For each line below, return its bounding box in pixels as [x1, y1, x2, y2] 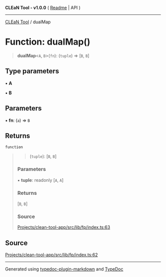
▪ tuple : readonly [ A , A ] [17, 177, 64, 183]
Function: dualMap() [5, 36, 90, 48]
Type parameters [5, 67, 59, 75]
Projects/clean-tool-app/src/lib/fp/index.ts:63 [17, 224, 110, 230]
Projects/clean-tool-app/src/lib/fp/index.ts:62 [5, 252, 98, 258]
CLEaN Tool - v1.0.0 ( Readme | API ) [5, 5, 81, 10]
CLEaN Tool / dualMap [5, 19, 51, 25]
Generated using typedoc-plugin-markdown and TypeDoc [5, 266, 124, 272]
